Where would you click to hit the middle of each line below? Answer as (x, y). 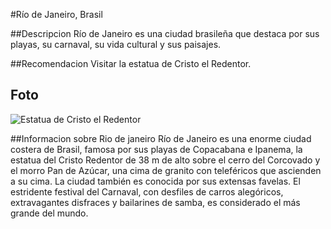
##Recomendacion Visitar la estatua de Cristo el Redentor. (131, 63)
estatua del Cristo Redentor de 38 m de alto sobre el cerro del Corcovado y (165, 160)
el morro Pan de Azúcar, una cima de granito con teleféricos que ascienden (166, 170)
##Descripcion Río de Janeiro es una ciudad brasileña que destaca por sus (165, 33)
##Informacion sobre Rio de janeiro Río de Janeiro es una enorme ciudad (161, 138)
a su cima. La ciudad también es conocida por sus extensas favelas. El (155, 181)
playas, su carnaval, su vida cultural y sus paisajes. (116, 44)
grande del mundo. (49, 213)
